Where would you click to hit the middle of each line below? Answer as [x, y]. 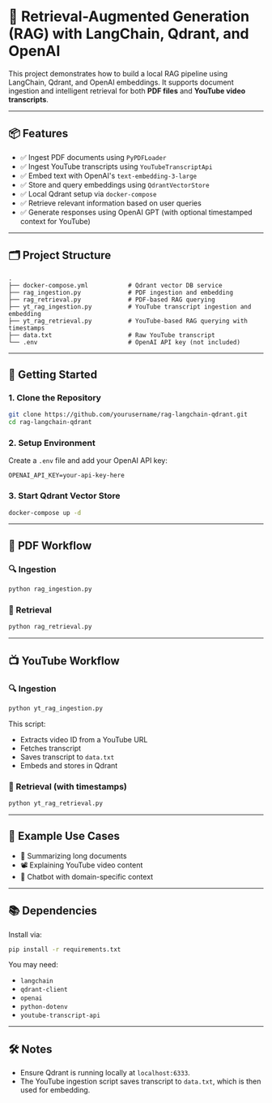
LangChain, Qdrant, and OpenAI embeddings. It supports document [121, 82]
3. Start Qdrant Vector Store [64, 496]
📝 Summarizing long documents [73, 855]
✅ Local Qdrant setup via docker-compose [88, 193]
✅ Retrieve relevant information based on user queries [111, 203]
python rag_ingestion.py [50, 589]
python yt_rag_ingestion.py [56, 708]
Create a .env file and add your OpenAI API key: [88, 461]
